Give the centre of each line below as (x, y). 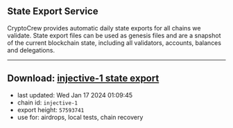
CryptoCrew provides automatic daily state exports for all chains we (104, 28)
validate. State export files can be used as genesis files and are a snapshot (114, 35)
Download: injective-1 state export (83, 79)
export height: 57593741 (51, 109)
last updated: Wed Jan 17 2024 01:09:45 (75, 95)
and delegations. (31, 50)
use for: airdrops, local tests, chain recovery (80, 117)
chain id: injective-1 (48, 102)
